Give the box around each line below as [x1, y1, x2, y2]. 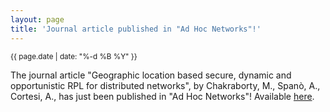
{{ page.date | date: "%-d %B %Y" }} [10, 51, 138, 61]
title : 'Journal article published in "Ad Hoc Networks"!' [10, 24, 262, 34]
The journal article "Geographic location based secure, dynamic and [10, 69, 292, 81]
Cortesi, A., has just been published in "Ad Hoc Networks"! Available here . [10, 90, 315, 102]
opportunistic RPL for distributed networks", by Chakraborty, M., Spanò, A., [10, 79, 321, 91]
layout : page [10, 14, 65, 25]
